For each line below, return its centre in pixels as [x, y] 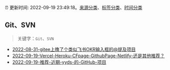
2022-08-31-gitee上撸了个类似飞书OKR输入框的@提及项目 [74, 49]
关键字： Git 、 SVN [36, 38]
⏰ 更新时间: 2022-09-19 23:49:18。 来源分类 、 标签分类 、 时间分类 [74, 7]
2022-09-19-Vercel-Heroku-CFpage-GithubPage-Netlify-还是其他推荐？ [88, 56]
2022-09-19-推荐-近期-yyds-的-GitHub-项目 [59, 62]
